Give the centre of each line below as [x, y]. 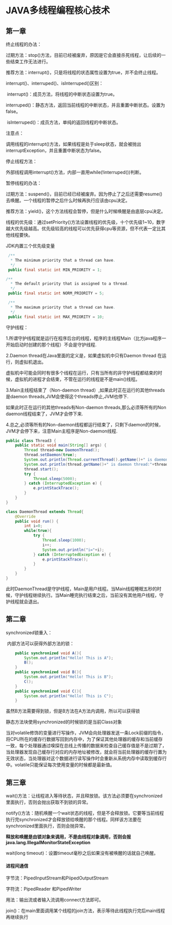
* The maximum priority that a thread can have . [63, 307]
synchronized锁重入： [29, 632]
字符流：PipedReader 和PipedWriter [44, 889]
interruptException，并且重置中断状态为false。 [55, 150]
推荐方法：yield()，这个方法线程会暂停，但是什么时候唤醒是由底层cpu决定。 [86, 211]
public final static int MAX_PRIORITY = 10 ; [56, 317]
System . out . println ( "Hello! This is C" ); [69, 696]
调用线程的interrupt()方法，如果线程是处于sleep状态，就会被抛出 [74, 144]
